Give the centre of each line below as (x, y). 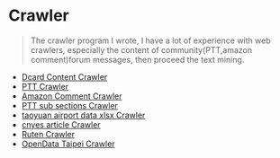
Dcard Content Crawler (64, 76)
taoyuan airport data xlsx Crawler (83, 115)
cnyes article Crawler (61, 124)
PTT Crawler (45, 86)
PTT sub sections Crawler (70, 105)
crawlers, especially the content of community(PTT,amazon (141, 49)
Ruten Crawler (48, 134)
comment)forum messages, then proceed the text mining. (137, 59)
